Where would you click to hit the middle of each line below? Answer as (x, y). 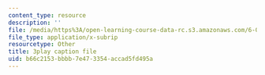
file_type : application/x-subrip (63, 37)
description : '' (35, 23)
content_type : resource (47, 15)
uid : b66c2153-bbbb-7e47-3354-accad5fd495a (81, 59)
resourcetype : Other (42, 45)
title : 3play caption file (52, 52)
